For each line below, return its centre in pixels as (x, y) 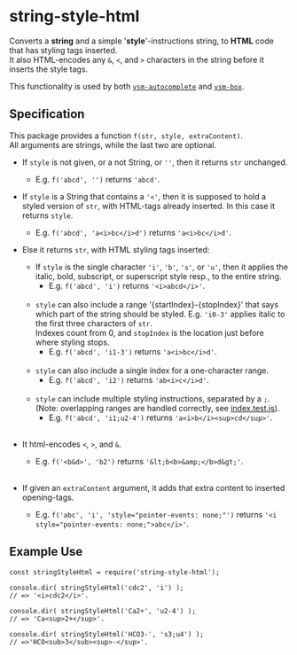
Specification (47, 114)
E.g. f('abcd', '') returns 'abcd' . (98, 179)
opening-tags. (48, 497)
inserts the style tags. (49, 69)
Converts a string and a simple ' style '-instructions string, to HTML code (142, 41)
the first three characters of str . (94, 323)
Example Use (46, 552)
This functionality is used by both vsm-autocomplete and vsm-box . (127, 86)
